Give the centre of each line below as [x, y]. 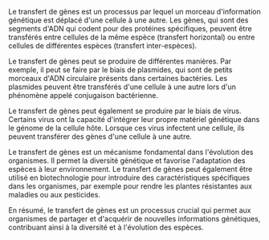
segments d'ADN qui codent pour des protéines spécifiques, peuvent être [130, 28]
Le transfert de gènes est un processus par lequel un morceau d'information [134, 12]
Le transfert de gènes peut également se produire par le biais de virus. [125, 111]
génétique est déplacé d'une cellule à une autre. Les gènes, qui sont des [128, 20]
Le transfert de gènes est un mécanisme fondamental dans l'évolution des [131, 152]
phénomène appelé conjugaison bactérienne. [84, 95]
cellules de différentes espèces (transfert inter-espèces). [103, 46]
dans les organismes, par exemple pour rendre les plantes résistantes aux [130, 186]
